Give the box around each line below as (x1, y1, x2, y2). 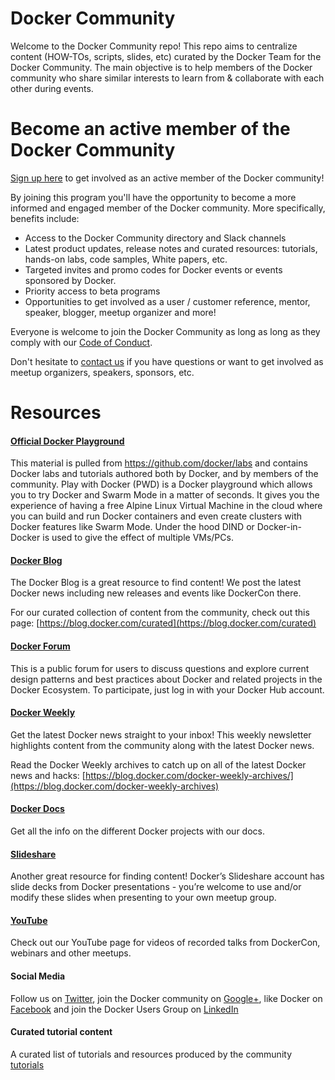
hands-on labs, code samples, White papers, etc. (24, 253, 228, 265)
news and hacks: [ (10, 769, 86, 781)
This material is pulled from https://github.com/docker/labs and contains (10, 457, 308, 469)
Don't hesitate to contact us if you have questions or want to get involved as (10, 355, 324, 367)
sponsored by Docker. (24, 274, 117, 286)
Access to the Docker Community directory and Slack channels (24, 232, 287, 244)
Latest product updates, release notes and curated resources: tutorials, (24, 242, 318, 254)
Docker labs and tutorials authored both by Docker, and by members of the (10, 468, 319, 480)
